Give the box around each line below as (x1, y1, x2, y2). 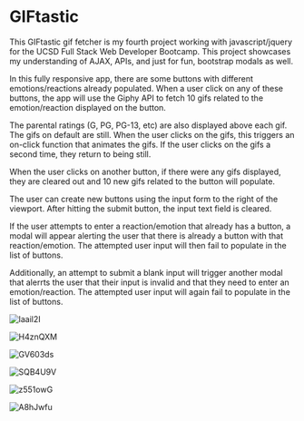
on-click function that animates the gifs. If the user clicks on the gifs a (9, 139, 271, 150)
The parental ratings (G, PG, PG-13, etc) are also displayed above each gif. (9, 120, 288, 131)
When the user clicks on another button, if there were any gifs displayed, (9, 166, 281, 177)
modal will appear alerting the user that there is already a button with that (9, 230, 284, 241)
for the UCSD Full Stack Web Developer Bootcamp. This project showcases (9, 45, 291, 56)
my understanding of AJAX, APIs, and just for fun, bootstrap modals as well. (9, 55, 294, 66)
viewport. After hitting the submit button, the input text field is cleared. (9, 202, 272, 214)
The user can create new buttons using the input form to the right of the (9, 193, 279, 204)
